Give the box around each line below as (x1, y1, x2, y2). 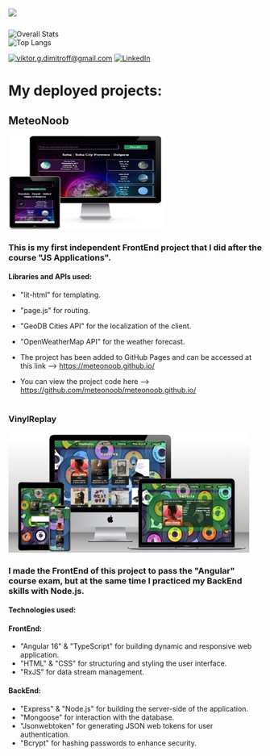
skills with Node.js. (8, 585, 85, 596)
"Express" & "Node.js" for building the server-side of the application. (19, 704, 248, 713)
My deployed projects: (8, 81, 163, 100)
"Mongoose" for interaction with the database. (19, 712, 175, 722)
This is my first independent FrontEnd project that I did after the (8, 241, 263, 253)
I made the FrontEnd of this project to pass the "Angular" (8, 565, 235, 576)
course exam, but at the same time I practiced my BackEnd (8, 575, 243, 587)
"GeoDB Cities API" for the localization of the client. (19, 321, 192, 331)
